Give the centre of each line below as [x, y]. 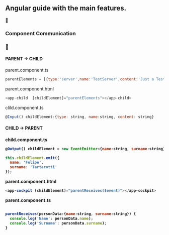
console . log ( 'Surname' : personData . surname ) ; [58, 223]
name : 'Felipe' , [27, 163]
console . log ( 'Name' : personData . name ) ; [52, 218]
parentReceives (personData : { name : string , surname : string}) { [71, 214]
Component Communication [41, 33]
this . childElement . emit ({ [32, 158]
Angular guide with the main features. [66, 8]
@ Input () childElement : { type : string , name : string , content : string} [80, 117]
